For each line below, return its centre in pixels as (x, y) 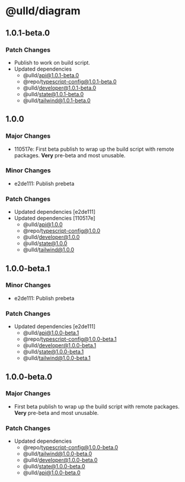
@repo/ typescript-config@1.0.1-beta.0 (70, 81)
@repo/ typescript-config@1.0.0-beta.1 (70, 339)
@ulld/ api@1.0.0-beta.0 (52, 473)
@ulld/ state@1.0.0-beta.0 (54, 467)
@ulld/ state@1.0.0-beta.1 (53, 352)
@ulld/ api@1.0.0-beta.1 (51, 333)
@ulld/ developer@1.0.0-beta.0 (60, 460)
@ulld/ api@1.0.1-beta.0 (51, 75)
